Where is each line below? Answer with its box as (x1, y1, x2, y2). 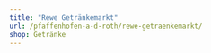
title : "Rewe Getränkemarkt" (9, 13, 119, 22)
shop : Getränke (9, 30, 66, 39)
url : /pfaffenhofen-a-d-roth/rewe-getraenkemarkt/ (9, 22, 203, 31)
